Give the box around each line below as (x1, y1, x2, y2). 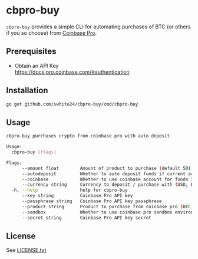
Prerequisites (6, 47, 57, 57)
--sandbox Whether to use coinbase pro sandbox (21, 209, 173, 215)
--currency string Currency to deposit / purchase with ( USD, (21, 182, 189, 188)
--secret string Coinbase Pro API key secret (21, 215, 151, 221)
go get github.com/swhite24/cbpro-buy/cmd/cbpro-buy (6, 101, 138, 107)
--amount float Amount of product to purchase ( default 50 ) (21, 165, 192, 171)
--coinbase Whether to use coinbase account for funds (21, 176, 189, 182)
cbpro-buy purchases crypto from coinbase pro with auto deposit (6, 133, 170, 139)
